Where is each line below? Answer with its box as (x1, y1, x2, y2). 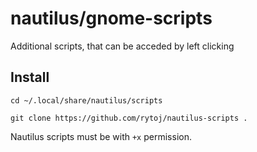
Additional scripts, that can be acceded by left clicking (10, 40, 235, 52)
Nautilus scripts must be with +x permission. (10, 130, 192, 142)
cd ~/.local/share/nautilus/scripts (10, 95, 163, 106)
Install (10, 69, 50, 86)
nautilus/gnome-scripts (10, 7, 213, 30)
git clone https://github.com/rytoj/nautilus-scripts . (10, 113, 248, 123)
